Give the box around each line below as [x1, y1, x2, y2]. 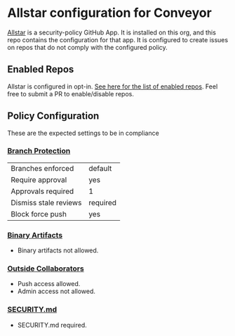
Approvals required [11, 186, 74, 196]
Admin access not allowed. [17, 287, 96, 296]
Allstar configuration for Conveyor [7, 5, 212, 21]
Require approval [11, 174, 67, 184]
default [88, 163, 112, 173]
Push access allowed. [17, 280, 81, 288]
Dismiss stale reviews [11, 198, 82, 207]
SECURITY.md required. [17, 321, 88, 329]
